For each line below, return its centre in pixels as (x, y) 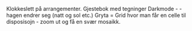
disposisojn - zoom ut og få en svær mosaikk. (63, 22)
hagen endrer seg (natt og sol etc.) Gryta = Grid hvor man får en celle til (96, 15)
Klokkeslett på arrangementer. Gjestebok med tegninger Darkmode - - (94, 9)
